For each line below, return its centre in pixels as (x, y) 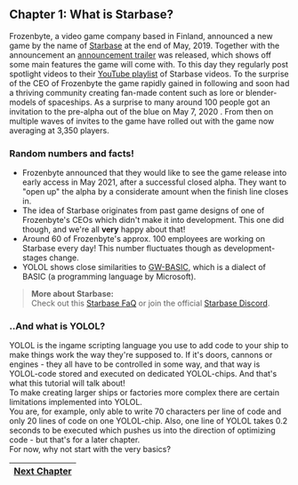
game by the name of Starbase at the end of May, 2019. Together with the (145, 45)
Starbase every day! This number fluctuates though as (122, 249)
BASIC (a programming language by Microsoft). (109, 277)
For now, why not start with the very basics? (90, 449)
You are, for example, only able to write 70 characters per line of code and (145, 411)
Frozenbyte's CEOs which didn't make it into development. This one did (153, 220)
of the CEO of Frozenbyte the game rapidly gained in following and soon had (149, 83)
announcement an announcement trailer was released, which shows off (141, 55)
